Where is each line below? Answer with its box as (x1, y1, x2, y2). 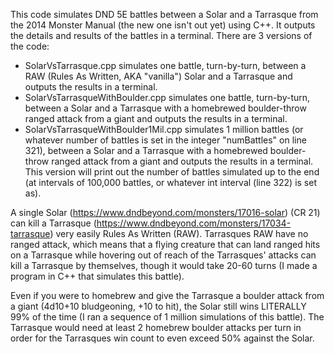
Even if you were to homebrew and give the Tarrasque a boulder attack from (10, 290, 325, 301)
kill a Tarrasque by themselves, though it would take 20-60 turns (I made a (10, 260, 318, 271)
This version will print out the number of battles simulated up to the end (24, 166, 320, 178)
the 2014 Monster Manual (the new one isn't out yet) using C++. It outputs (10, 19, 316, 31)
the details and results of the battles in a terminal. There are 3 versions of (10, 30, 313, 41)
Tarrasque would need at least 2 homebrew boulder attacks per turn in (10, 322, 302, 333)
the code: (10, 40, 50, 52)
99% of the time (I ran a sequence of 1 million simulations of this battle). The (10, 311, 325, 323)
